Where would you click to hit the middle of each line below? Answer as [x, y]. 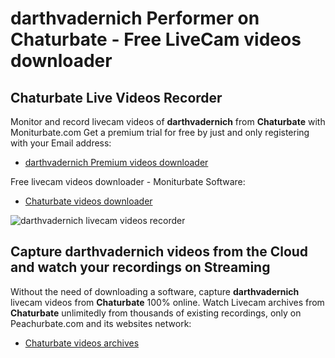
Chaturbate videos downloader [88, 201]
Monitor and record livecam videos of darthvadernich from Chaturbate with [168, 121]
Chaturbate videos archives [82, 343]
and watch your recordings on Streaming [140, 267]
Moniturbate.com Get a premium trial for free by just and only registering [160, 132]
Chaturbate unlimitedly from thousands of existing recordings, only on [156, 313]
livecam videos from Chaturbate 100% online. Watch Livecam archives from [167, 302]
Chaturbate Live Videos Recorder [116, 97]
